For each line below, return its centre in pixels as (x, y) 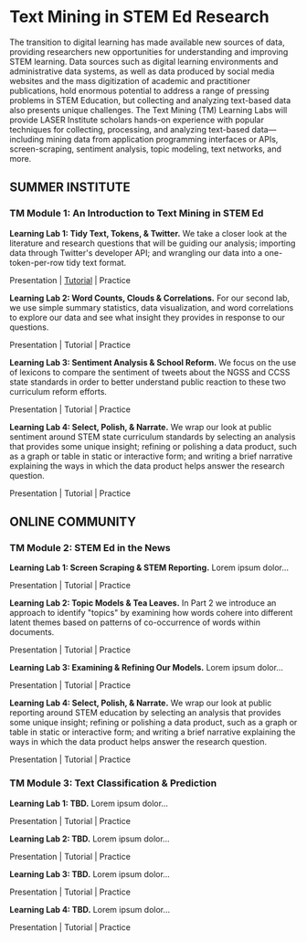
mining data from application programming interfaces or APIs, (162, 139)
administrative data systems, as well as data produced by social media (142, 71)
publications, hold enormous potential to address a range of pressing (139, 90)
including (27, 139)
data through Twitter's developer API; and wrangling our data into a (136, 252)
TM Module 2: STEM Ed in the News (90, 547)
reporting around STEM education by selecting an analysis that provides (145, 713)
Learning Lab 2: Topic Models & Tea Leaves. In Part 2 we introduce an (143, 603)
